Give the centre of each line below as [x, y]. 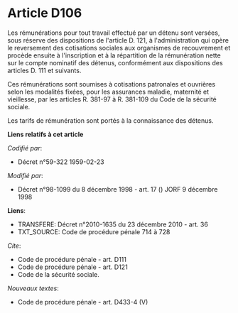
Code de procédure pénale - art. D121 [72, 267]
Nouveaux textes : [33, 288]
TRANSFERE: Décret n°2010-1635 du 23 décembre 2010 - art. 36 [113, 224]
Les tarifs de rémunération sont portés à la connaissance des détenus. [110, 120]
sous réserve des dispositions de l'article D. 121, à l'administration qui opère [118, 40]
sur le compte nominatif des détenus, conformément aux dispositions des [115, 62]
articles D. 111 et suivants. [44, 70]
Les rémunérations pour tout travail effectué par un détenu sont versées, [114, 33]
